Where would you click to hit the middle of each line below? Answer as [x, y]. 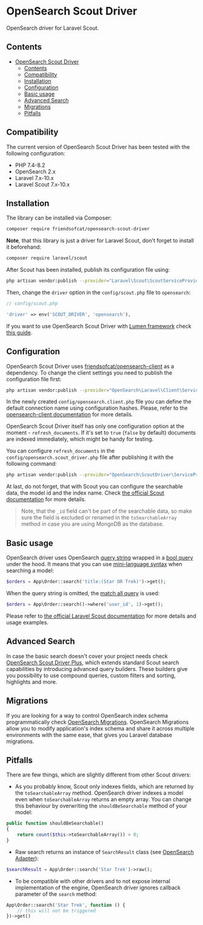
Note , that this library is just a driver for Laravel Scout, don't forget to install [100, 241]
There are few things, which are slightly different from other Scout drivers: [99, 775]
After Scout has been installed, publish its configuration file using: [88, 270]
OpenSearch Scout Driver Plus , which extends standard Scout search [93, 663]
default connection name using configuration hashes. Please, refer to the [97, 408]
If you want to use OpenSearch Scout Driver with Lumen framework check [99, 326]
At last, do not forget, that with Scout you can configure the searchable [95, 487]
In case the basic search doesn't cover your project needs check [87, 656]
